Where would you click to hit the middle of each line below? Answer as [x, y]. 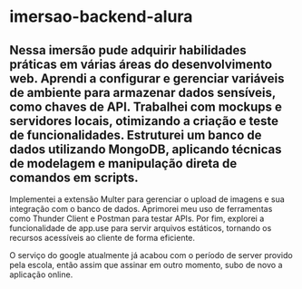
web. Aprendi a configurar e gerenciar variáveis [147, 78]
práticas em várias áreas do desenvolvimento [141, 64]
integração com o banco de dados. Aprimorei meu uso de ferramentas [141, 209]
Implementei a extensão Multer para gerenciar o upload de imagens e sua [147, 199]
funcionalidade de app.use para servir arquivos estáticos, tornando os [141, 228]
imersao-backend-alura [101, 17]
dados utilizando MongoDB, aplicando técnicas [146, 149]
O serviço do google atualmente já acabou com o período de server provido [151, 255]
